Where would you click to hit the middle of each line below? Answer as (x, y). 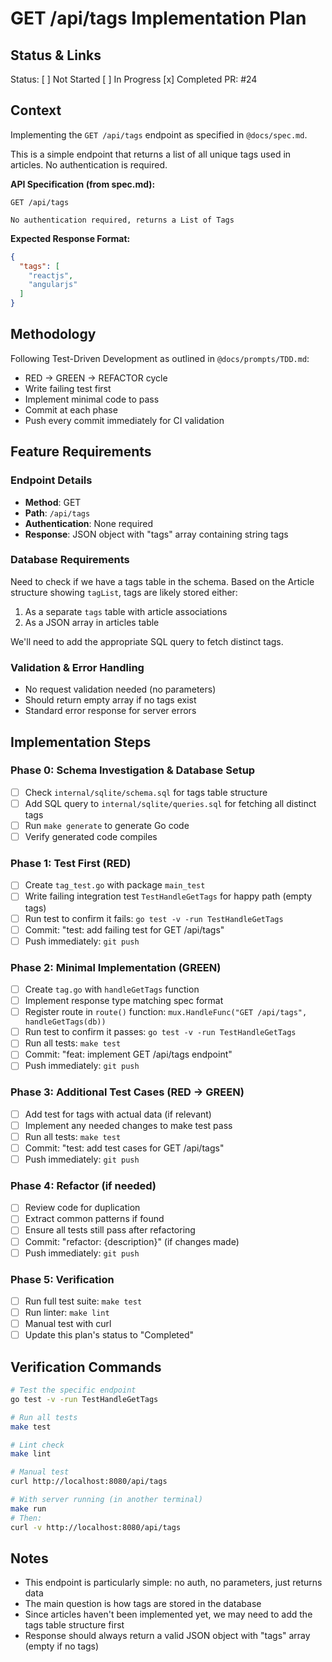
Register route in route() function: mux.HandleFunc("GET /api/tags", (166, 1012)
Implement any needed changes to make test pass (128, 1125)
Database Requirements (70, 560)
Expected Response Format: (70, 238)
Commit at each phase (71, 409)
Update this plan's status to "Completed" (109, 1335)
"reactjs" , (51, 275)
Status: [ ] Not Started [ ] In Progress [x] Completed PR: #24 (134, 79)
